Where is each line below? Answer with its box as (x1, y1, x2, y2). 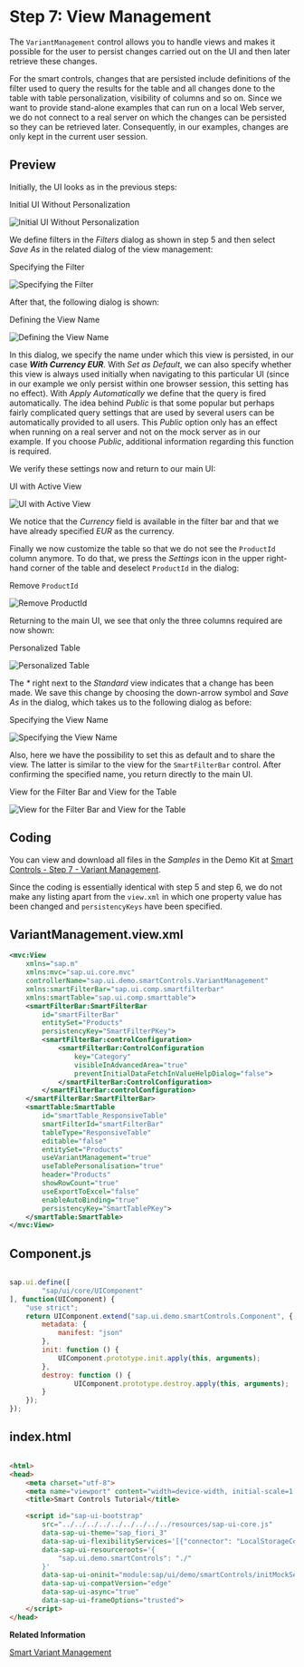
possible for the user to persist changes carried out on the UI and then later (9, 45, 291, 56)
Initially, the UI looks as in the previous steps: (9, 181, 178, 192)
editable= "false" (42, 1136, 107, 1145)
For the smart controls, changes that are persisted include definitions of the (9, 73, 291, 83)
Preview (9, 157, 57, 173)
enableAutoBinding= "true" (42, 1195, 140, 1204)
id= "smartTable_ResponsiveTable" (42, 1111, 168, 1120)
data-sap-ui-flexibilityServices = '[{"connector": (42, 1536, 233, 1545)
